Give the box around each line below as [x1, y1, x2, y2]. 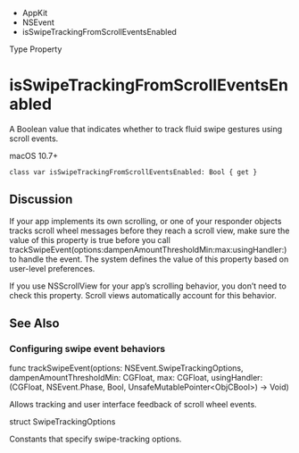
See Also [9, 316, 60, 331]
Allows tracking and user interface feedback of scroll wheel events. [9, 399, 257, 410]
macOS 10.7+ [9, 150, 58, 161]
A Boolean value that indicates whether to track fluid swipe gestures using [9, 123, 283, 134]
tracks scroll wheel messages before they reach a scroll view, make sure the [9, 225, 290, 236]
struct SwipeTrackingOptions [9, 416, 116, 427]
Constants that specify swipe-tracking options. [9, 433, 182, 445]
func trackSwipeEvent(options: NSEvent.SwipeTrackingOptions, [9, 363, 244, 373]
